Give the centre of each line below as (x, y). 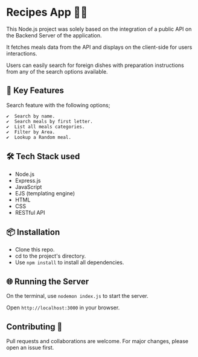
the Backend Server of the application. (54, 35)
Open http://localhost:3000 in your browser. (63, 308)
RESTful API (30, 212)
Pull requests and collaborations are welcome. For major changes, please (97, 341)
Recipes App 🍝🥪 (47, 12)
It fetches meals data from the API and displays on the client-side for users (99, 47)
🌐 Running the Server (48, 281)
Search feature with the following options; (58, 105)
